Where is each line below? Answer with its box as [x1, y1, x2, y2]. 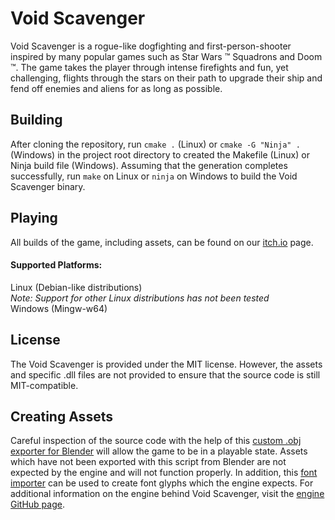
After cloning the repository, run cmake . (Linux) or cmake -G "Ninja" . [10, 138, 301, 150]
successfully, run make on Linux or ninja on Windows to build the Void [10, 170, 298, 182]
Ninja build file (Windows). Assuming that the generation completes [10, 159, 288, 171]
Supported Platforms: [10, 259, 103, 271]
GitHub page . [10, 498, 65, 511]
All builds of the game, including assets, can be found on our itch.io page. [10, 236, 314, 248]
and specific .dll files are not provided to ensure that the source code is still [10, 368, 321, 381]
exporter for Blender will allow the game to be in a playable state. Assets [10, 445, 308, 457]
